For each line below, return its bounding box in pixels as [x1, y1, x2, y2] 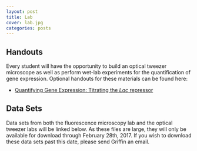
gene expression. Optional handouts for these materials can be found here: [6, 75, 188, 83]
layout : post [6, 8, 38, 15]
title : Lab [6, 14, 33, 20]
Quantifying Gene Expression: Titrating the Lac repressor [14, 87, 153, 94]
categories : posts [6, 25, 51, 31]
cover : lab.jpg [6, 19, 44, 25]
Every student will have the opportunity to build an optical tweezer [6, 63, 167, 70]
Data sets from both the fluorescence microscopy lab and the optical [6, 119, 173, 126]
